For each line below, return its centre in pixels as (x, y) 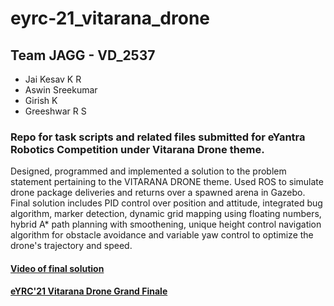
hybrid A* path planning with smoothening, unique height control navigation (166, 224)
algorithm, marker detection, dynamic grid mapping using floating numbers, (166, 214)
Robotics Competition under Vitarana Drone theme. (137, 149)
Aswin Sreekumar (61, 90)
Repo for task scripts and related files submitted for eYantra (158, 137)
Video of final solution (57, 268)
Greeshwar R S (55, 111)
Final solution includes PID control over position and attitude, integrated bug (166, 203)
